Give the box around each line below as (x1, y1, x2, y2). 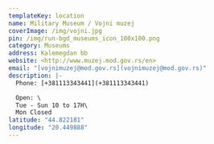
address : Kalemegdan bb (8, 49, 88, 57)
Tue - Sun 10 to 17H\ (15, 101, 88, 109)
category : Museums (8, 42, 70, 50)
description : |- (8, 72, 63, 80)
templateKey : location (8, 11, 84, 20)
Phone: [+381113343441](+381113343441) (15, 79, 150, 87)
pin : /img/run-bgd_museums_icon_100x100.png (8, 34, 160, 43)
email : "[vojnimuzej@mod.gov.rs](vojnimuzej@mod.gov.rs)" (8, 64, 207, 72)
